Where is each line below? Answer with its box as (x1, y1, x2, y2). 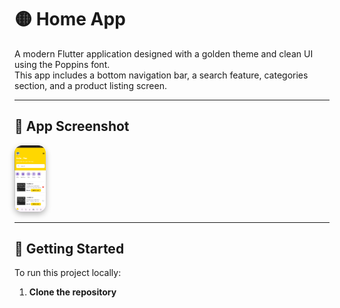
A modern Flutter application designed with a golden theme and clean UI (14, 47, 314, 60)
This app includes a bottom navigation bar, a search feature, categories (14, 69, 309, 81)
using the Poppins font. (14, 58, 111, 70)
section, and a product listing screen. (14, 79, 167, 91)
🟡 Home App (14, 8, 126, 31)
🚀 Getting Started (14, 241, 125, 257)
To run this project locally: (14, 267, 122, 279)
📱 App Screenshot (14, 118, 130, 135)
